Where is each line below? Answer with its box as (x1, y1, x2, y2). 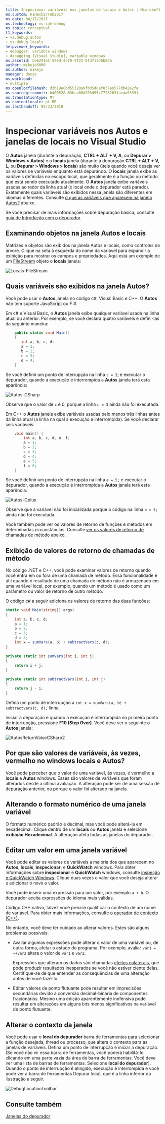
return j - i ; (14, 686, 43, 691)
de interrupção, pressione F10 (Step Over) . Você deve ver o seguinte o (5, 720, 150, 726)
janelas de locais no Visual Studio (5, 136, 146, 147)
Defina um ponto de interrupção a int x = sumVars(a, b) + (5, 699, 126, 705)
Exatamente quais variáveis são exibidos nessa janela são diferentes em (5, 189, 153, 195)
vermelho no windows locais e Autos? (5, 757, 125, 765)
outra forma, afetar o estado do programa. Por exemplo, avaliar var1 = (12, 945, 156, 951)
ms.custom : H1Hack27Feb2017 (5, 12, 64, 17)
